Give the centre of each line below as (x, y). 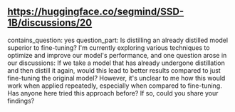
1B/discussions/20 (50, 23)
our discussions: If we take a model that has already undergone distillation (116, 63)
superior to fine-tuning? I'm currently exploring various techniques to (109, 47)
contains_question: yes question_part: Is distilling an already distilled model (118, 40)
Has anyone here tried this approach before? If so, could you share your (113, 93)
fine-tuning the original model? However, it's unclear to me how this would (116, 78)
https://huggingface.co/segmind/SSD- (96, 12)
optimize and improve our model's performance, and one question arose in (117, 55)
